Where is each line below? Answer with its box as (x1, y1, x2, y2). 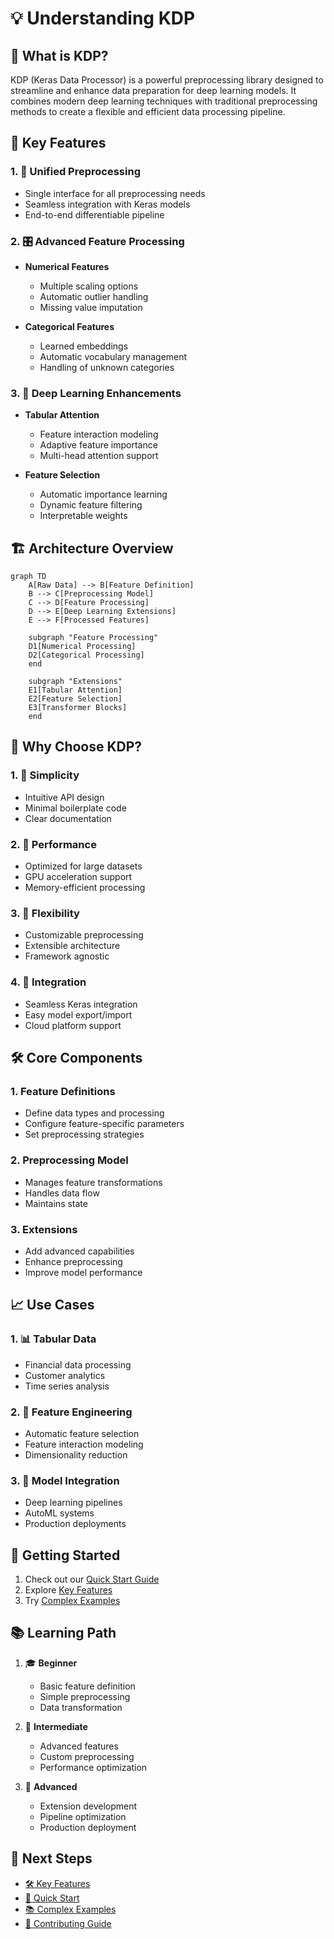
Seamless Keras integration (24, 998, 138, 1010)
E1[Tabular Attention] (28, 685, 123, 696)
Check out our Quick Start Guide (24, 1573, 160, 1586)
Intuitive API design (24, 791, 105, 803)
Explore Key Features (24, 1584, 113, 1596)
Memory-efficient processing (24, 882, 146, 894)
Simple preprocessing (39, 1690, 131, 1702)
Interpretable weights (39, 510, 128, 522)
